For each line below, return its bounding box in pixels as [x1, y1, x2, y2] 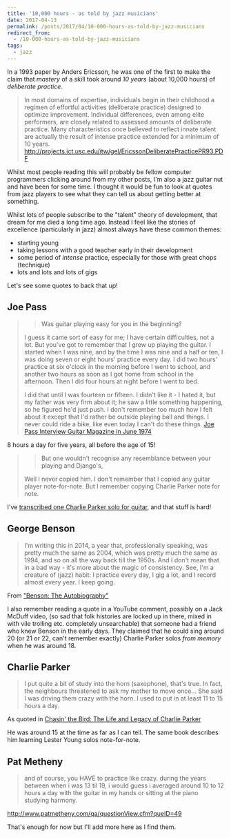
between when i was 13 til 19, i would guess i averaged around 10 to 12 [23, 781, 224, 790]
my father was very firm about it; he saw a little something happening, [23, 398, 223, 406]
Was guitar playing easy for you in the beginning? [41, 319, 182, 328]
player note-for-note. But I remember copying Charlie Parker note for [23, 482, 221, 491]
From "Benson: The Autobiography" [7, 591, 109, 600]
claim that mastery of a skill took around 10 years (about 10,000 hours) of [7, 75, 216, 83]
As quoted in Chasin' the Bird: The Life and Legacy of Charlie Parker [7, 715, 201, 723]
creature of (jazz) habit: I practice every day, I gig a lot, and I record [23, 571, 217, 579]
